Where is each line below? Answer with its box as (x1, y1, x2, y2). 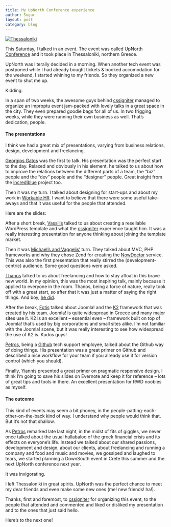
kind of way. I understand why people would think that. (45, 413, 161, 419)
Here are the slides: (5, 210, 46, 216)
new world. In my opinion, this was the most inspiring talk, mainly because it (5, 278, 165, 285)
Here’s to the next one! (5, 517, 53, 523)
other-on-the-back (5, 413, 45, 419)
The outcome (5, 396, 34, 402)
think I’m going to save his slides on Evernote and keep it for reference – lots (5, 373, 166, 379)
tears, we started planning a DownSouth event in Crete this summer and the (5, 455, 165, 461)
